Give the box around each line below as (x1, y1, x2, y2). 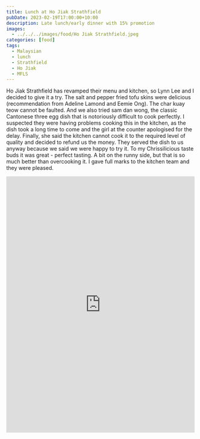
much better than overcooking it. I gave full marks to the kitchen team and (6, 158, 190, 165)
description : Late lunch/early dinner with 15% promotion (6, 20, 155, 26)
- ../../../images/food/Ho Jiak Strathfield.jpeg (11, 31, 139, 37)
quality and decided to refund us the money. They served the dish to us (6, 138, 184, 146)
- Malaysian (11, 48, 42, 54)
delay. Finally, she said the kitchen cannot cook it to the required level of (6, 132, 186, 140)
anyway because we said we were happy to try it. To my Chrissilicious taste (6, 145, 194, 152)
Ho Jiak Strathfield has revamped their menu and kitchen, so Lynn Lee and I (6, 87, 195, 94)
